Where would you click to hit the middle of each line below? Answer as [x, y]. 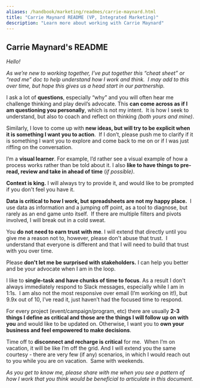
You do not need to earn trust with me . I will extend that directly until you [96, 232]
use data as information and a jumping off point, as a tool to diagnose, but [97, 208]
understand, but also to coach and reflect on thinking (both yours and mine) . [100, 117]
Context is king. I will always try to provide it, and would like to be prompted [100, 183]
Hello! [13, 62]
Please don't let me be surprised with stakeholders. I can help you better [97, 263]
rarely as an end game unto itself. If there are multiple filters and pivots [94, 214]
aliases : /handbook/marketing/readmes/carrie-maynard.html [81, 12]
